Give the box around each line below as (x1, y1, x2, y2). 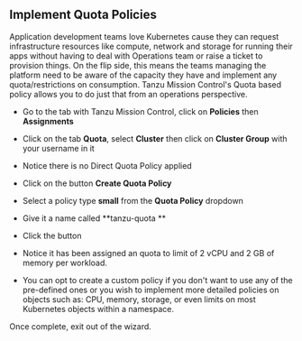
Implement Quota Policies (9, 7, 158, 23)
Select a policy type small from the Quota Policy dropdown (22, 195, 243, 206)
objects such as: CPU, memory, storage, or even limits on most (22, 293, 257, 305)
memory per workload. (22, 257, 108, 268)
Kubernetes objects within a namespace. (22, 303, 174, 314)
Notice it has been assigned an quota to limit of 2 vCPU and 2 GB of (22, 247, 275, 258)
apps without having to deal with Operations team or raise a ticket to (9, 50, 263, 61)
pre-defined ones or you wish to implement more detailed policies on (22, 284, 279, 295)
